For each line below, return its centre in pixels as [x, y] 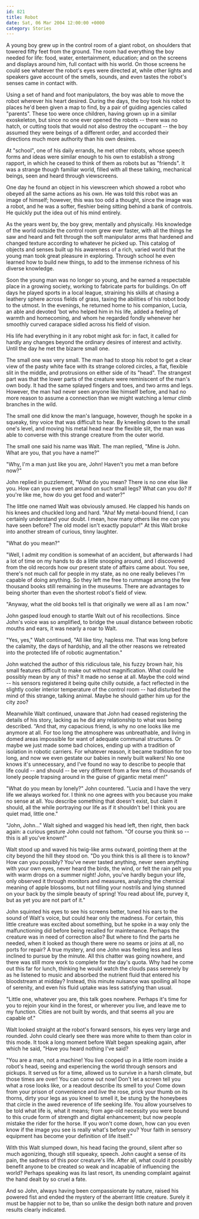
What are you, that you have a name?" [53, 453]
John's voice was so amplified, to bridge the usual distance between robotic [99, 622]
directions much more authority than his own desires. [71, 139]
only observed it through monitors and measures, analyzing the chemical [96, 881]
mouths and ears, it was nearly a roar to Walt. [62, 628]
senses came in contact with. [42, 83]
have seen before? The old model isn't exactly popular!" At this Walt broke [97, 525]
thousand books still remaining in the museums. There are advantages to [95, 587]
